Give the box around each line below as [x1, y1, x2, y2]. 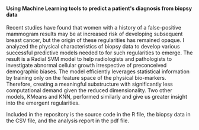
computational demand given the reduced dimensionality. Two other [6, 87, 173, 94]
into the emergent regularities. [6, 99, 80, 106]
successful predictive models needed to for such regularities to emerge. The [6, 49, 193, 56]
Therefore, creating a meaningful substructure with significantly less [6, 80, 173, 88]
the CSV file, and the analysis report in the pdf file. [6, 117, 130, 124]
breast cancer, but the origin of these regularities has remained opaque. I [6, 37, 185, 44]
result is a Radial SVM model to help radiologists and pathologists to [6, 56, 172, 63]
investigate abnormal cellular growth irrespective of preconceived [6, 62, 167, 69]
